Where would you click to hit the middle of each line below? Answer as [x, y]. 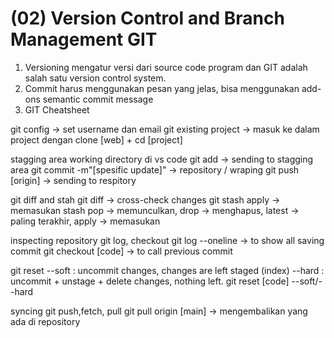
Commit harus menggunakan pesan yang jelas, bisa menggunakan [162, 88]
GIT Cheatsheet [57, 109]
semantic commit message [98, 99]
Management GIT [84, 39]
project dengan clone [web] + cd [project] [96, 139]
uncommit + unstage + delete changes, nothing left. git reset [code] [150, 281]
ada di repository [45, 321]
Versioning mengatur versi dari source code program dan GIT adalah [166, 67]
